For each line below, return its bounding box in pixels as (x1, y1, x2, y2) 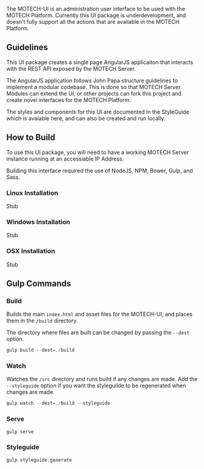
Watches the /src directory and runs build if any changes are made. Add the (6, 376, 198, 383)
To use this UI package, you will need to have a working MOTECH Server (6, 148, 189, 156)
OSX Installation (6, 247, 55, 255)
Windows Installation (6, 217, 71, 226)
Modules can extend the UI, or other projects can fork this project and (6, 90, 181, 97)
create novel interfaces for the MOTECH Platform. (6, 96, 131, 103)
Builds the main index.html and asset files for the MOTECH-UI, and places (6, 311, 193, 318)
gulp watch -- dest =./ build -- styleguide (6, 400, 111, 407)
